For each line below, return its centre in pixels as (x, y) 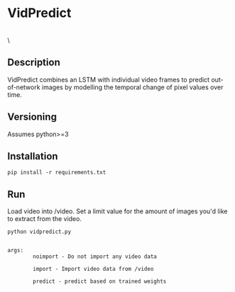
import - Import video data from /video (93, 269)
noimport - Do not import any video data (95, 257)
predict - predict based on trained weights (100, 281)
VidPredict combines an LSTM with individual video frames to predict (109, 79)
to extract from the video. (44, 219)
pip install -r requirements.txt (57, 173)
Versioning (32, 117)
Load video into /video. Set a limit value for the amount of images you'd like (117, 211)
